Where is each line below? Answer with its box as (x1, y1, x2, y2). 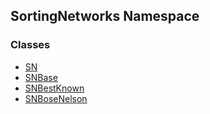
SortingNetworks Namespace (10, 8, 200, 25)
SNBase (24, 71, 58, 83)
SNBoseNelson (24, 92, 88, 104)
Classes (10, 38, 51, 52)
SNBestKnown (24, 82, 85, 94)
